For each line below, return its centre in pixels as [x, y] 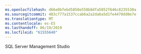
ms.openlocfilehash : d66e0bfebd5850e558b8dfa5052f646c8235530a [71, 10]
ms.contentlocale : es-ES [30, 23]
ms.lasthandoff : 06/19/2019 [34, 28]
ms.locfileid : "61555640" [31, 32]
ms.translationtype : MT [29, 19]
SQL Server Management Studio [37, 46]
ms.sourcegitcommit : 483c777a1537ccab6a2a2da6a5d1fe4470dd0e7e [71, 14]
